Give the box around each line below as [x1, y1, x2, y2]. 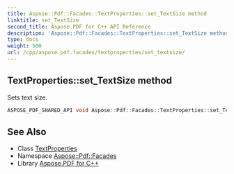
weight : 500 [7, 42, 42, 49]
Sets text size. [7, 93, 48, 102]
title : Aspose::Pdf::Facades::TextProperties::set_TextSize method [7, 10, 208, 17]
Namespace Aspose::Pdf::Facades [17, 152, 117, 160]
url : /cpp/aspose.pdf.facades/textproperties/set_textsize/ [7, 49, 186, 56]
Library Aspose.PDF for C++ [17, 159, 100, 168]
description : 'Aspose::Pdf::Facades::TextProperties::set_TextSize [7, 29, 208, 37]
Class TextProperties [17, 144, 78, 153]
